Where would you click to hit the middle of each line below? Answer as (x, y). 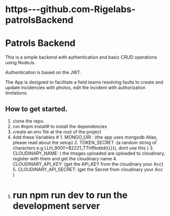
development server (56, 206)
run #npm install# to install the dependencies (60, 126)
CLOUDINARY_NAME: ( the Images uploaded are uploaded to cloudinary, (89, 153)
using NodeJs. (20, 63)
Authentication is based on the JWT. (43, 72)
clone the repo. (28, 121)
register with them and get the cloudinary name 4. (65, 158)
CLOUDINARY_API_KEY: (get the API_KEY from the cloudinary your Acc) (88, 164)
